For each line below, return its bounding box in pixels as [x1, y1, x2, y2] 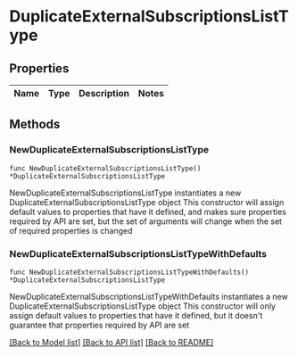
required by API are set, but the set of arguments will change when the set [9, 216, 283, 227]
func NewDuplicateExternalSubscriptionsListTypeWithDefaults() [9, 268, 250, 277]
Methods [9, 117, 61, 132]
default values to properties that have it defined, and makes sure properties [9, 206, 287, 217]
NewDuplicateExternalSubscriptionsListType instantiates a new [9, 187, 242, 198]
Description [79, 87, 129, 99]
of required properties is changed [9, 225, 133, 236]
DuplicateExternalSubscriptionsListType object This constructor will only [9, 301, 277, 311]
